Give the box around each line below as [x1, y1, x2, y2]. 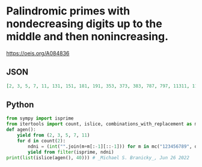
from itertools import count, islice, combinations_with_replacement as [6, 121, 192, 127]
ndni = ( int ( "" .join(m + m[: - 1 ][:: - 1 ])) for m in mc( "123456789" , [28, 143, 192, 150]
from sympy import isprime [6, 115, 74, 121]
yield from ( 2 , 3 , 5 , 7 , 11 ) [17, 132, 90, 139]
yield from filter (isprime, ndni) [28, 149, 114, 155]
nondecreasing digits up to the [6, 17, 162, 31]
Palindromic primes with [6, 4, 130, 18]
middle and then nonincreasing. [6, 30, 169, 43]
